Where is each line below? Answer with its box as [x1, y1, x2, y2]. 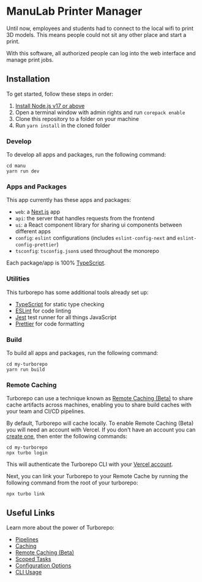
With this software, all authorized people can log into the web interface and [6, 49, 196, 56]
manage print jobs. [6, 56, 54, 63]
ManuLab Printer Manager [6, 4, 143, 18]
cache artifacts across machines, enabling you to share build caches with [6, 401, 192, 409]
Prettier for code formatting [15, 320, 84, 327]
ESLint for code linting [15, 307, 72, 314]
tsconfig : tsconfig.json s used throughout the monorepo [15, 247, 159, 255]
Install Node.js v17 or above [15, 102, 85, 109]
